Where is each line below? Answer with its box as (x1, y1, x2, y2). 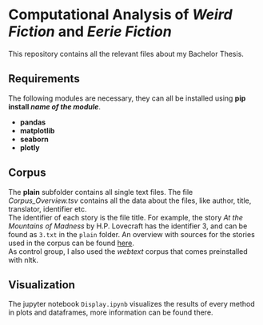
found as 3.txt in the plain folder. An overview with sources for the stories (8, 229, 256, 239)
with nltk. (8, 255, 38, 264)
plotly (19, 142, 40, 153)
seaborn (19, 134, 50, 144)
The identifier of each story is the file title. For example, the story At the (8, 212, 244, 222)
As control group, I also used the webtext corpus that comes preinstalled (8, 246, 248, 256)
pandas (19, 117, 46, 127)
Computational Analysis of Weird (8, 6, 233, 24)
